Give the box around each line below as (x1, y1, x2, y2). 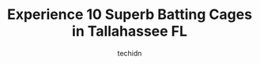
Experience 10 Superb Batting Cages (7, 6, 252, 24)
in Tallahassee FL (71, 22, 188, 40)
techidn (117, 48, 142, 58)
